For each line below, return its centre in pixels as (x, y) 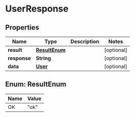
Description (85, 42)
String (43, 58)
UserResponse (37, 9)
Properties (22, 27)
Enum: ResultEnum (36, 84)
